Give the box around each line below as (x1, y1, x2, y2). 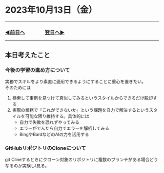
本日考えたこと (5, 51, 50, 59)
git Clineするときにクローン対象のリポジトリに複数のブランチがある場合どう (5, 156, 159, 163)
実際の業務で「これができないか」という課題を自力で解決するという (12, 107, 149, 113)
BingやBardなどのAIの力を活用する (19, 131, 89, 137)
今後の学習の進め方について (5, 67, 70, 73)
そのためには (5, 85, 31, 90)
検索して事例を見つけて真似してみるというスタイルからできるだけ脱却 (12, 95, 153, 101)
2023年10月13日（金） (5, 4, 98, 16)
